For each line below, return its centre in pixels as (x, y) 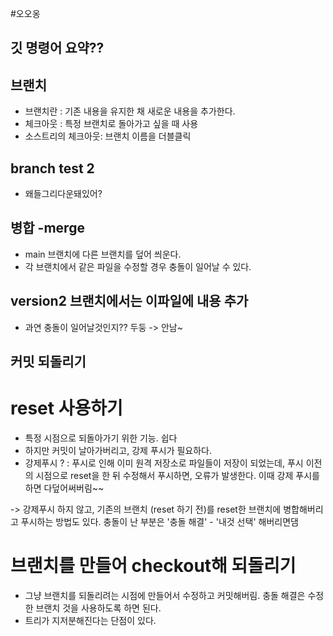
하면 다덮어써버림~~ (64, 488)
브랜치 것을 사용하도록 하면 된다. (98, 608)
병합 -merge (47, 228)
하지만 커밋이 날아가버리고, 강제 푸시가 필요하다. (118, 450)
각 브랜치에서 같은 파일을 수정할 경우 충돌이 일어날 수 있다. (138, 266)
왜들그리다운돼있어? (63, 194)
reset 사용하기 (66, 408)
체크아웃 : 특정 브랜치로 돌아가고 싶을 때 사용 (111, 124)
